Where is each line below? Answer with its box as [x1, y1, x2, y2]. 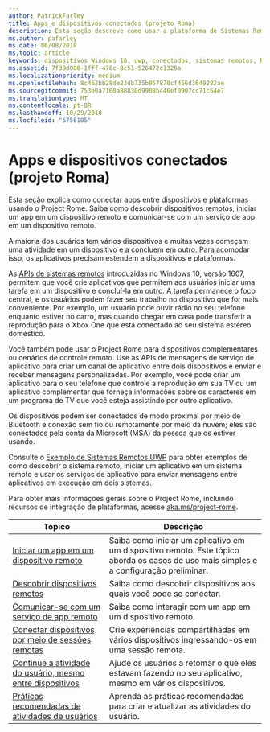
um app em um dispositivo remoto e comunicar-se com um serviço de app [8, 212, 256, 221]
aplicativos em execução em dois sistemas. [8, 478, 153, 487]
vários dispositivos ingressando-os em [108, 634, 257, 645]
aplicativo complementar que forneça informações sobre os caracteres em [8, 387, 256, 397]
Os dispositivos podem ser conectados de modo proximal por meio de [8, 411, 241, 421]
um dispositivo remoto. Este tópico [108, 545, 239, 556]
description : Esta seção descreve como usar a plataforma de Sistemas [8, 27, 250, 35]
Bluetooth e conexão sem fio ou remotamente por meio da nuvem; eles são [8, 419, 257, 429]
